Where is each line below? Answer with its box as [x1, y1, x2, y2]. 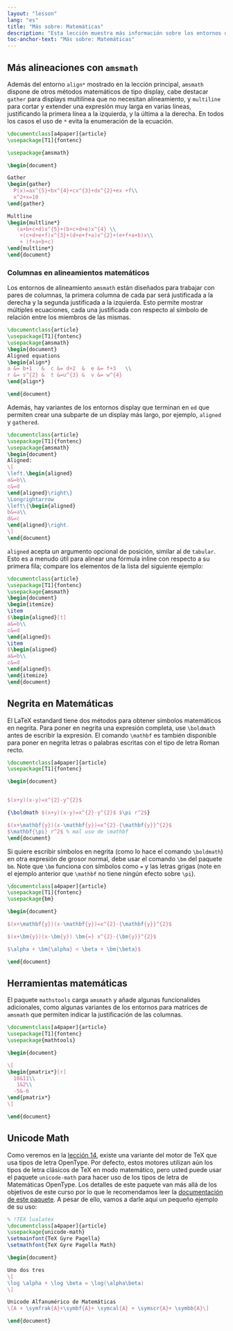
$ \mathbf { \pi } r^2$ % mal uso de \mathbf [7, 828, 129, 835]
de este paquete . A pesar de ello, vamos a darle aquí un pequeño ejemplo [7, 1195, 218, 1203]
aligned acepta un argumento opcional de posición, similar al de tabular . [7, 547, 216, 555]
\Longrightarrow [7, 495, 54, 503]
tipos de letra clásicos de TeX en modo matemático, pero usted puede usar [7, 1165, 222, 1173]
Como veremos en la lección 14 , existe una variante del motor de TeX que [7, 1151, 217, 1159]
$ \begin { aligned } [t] [7, 614, 67, 621]
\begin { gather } [7, 181, 51, 188]
